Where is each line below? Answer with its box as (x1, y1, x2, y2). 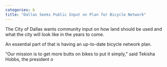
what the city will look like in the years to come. (5, 31, 105, 37)
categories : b (5, 7, 36, 13)
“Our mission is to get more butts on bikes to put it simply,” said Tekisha (5, 51, 155, 57)
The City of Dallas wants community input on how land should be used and (5, 26, 162, 32)
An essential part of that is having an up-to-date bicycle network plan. (5, 41, 152, 47)
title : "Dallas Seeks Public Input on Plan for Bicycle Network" (5, 12, 146, 17)
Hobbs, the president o (5, 56, 53, 62)
